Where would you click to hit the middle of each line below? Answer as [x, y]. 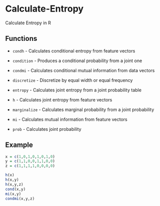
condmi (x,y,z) [20, 198]
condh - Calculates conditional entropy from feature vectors [74, 50]
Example [19, 145]
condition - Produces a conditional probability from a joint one [77, 61]
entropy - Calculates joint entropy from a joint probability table [77, 90]
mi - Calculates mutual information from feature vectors [70, 119]
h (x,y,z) [14, 184]
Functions [21, 39]
